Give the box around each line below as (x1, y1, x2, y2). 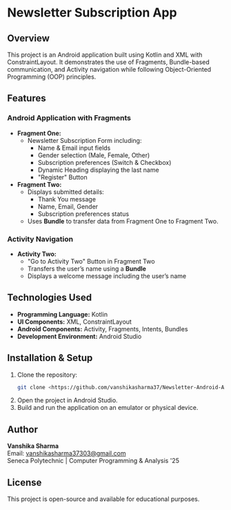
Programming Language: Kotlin (17, 310, 108, 318)
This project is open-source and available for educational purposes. (7, 495, 200, 503)
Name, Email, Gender (37, 202, 99, 210)
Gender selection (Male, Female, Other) (37, 150, 150, 159)
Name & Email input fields (37, 144, 111, 152)
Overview (7, 32, 50, 44)
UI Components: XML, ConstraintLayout (17, 317, 132, 326)
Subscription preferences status (37, 209, 130, 218)
